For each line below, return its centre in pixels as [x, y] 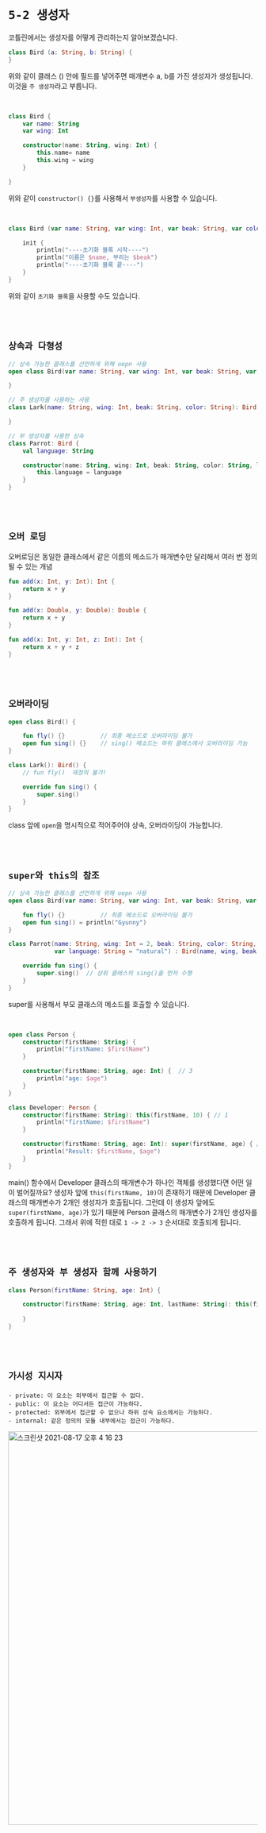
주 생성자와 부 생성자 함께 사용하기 [82, 1273]
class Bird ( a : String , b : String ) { [70, 52]
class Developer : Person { [53, 1108]
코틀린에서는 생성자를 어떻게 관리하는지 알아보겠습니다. [93, 37]
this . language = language [80, 473]
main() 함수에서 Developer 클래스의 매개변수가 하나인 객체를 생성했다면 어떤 [126, 1182]
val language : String [58, 451]
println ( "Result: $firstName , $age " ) [99, 1152]
